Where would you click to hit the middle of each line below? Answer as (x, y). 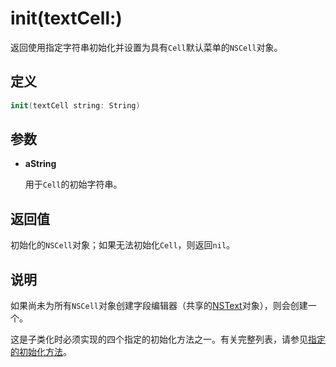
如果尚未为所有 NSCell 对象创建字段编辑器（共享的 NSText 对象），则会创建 (159, 306)
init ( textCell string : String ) (75, 105)
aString (40, 164)
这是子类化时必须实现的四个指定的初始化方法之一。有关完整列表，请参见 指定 (168, 339)
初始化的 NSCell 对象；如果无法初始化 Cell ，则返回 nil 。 (123, 245)
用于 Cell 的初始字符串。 (73, 184)
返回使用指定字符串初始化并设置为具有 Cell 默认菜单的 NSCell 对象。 (146, 47)
